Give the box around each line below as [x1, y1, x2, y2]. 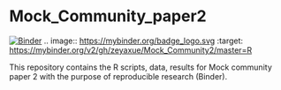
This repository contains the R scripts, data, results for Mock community [9, 62, 272, 72]
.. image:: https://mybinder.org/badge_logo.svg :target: [43, 35, 244, 46]
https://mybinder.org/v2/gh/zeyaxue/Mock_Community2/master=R [9, 44, 253, 55]
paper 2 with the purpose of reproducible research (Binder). [9, 71, 228, 81]
